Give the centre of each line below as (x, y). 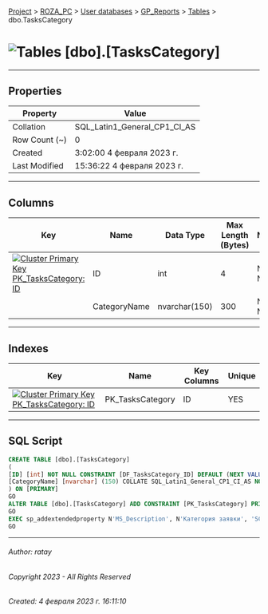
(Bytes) (235, 245)
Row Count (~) (40, 140)
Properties (35, 91)
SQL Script (35, 441)
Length (235, 236)
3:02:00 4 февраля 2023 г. (126, 153)
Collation (29, 127)
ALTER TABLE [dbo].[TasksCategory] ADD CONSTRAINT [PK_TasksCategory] (128, 504)
